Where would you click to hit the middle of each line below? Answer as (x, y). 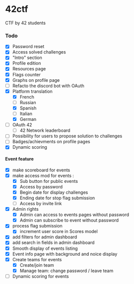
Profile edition (27, 63)
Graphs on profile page (36, 80)
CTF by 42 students (26, 23)
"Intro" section (27, 57)
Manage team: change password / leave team (67, 271)
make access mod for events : (43, 175)
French (27, 97)
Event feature (19, 159)
